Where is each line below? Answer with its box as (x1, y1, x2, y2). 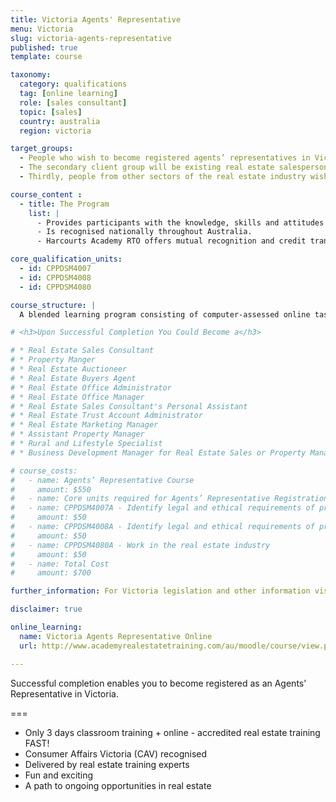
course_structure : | (10, 300, 97, 310)
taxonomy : (10, 70, 52, 80)
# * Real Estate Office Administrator (10, 382, 172, 393)
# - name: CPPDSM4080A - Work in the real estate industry (10, 540, 271, 550)
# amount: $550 (10, 484, 92, 495)
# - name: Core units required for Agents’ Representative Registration (10, 494, 329, 504)
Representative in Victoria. (10, 687, 119, 700)
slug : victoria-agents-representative (10, 33, 172, 43)
